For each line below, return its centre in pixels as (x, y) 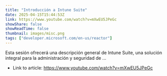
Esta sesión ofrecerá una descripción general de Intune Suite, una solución (84, 52)
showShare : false (24, 24)
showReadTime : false (27, 29)
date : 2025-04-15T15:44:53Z (35, 15)
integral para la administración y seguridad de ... (56, 58)
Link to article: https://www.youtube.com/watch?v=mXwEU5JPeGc (83, 68)
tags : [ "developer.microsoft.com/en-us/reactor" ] (59, 39)
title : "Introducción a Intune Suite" (46, 10)
